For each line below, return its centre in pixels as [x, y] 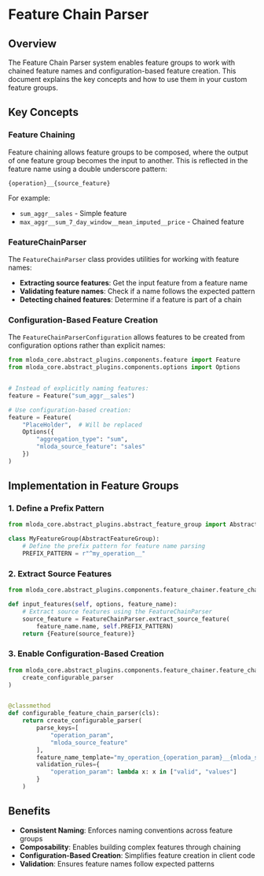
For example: [29, 198]
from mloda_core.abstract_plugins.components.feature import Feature [125, 360]
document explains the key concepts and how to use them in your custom [128, 79]
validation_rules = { [68, 765]
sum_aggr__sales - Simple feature [73, 213]
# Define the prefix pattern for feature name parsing [114, 546]
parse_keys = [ [58, 728]
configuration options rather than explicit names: [87, 345]
